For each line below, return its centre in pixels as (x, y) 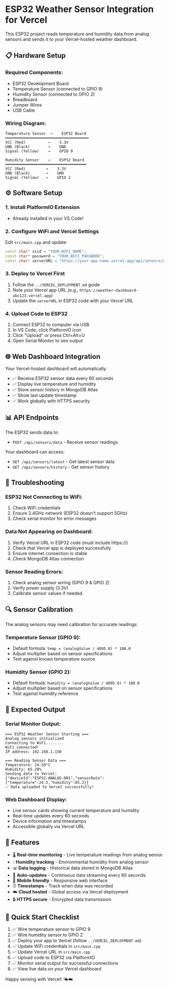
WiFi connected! (22, 748)
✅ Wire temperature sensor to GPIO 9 (51, 929)
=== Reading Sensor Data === (36, 761)
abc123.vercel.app (32, 296)
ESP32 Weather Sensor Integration (79, 9)
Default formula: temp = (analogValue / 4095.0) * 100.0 (71, 648)
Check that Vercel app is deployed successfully (62, 548)
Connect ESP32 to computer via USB (51, 325)
